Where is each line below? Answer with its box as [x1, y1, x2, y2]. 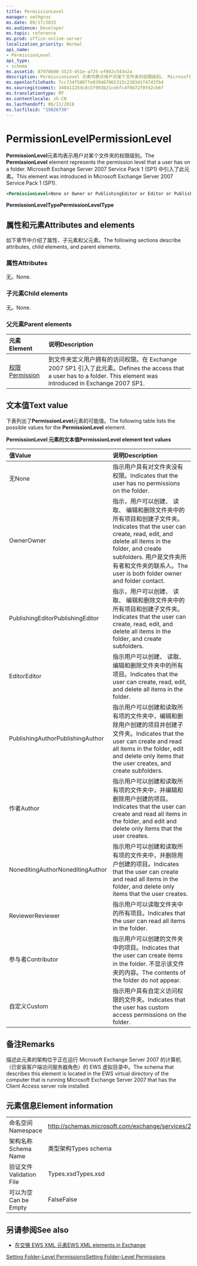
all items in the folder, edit [112, 744, 184, 752]
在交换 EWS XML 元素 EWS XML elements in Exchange [14, 1241, 146, 1249]
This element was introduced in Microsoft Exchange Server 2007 [16, 173, 174, 180]
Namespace [9, 1126, 43, 1135]
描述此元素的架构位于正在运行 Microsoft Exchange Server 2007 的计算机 [6, 1056, 181, 1063]
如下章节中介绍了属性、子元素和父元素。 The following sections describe [6, 237, 181, 243]
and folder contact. [112, 576, 165, 585]
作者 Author [9, 804, 40, 812]
